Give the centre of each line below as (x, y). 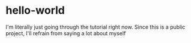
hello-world (35, 10)
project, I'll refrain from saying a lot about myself (66, 33)
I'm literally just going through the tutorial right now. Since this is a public (95, 27)
